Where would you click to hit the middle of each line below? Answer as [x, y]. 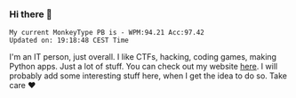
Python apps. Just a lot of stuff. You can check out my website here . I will [144, 67]
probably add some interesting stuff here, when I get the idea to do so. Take [148, 76]
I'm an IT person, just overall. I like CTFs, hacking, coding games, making [143, 57]
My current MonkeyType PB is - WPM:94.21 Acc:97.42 [107, 33]
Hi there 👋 [31, 14]
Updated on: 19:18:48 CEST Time [69, 41]
